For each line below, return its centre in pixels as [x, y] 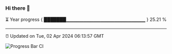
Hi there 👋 [18, 8]
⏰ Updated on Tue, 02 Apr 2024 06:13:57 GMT [55, 36]
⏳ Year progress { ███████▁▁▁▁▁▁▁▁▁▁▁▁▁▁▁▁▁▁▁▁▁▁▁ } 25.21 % [86, 19]
